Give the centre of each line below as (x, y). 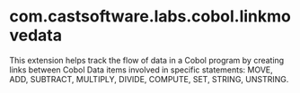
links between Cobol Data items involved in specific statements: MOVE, (141, 70)
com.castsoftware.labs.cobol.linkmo (150, 17)
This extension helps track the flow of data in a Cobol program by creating (147, 60)
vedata (36, 35)
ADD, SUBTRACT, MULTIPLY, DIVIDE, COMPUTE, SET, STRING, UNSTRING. (149, 79)
